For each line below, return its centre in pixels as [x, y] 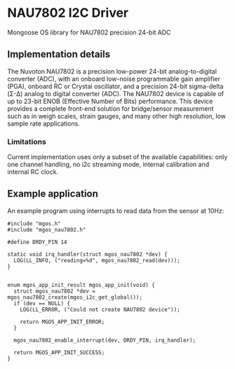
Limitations [27, 142]
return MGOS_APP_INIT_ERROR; [62, 322]
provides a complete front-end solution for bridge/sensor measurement [110, 108]
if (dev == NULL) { [42, 303]
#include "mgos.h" [34, 223]
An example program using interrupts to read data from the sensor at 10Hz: [116, 210]
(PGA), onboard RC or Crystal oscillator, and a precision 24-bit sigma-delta [115, 86]
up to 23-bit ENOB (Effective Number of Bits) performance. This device [110, 101]
